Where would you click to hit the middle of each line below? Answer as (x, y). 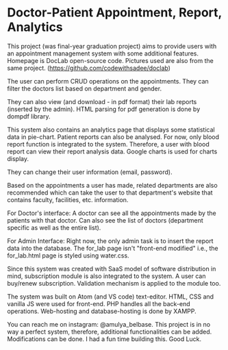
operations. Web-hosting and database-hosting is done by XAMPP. (102, 311)
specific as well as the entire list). (54, 227)
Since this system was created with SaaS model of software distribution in (112, 268)
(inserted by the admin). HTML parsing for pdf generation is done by (104, 109)
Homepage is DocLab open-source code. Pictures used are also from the (110, 60)
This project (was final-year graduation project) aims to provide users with (112, 46)
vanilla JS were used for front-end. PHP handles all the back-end (99, 303)
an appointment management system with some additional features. (103, 53)
